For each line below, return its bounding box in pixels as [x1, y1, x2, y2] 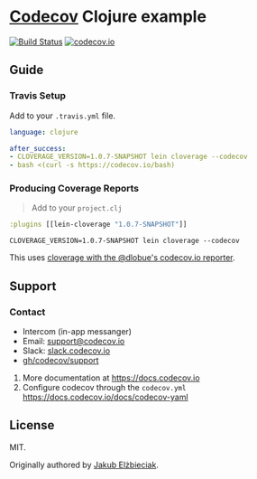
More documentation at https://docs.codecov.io [22, 372, 200, 383]
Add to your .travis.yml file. [9, 110, 115, 121]
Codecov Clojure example [9, 6, 207, 27]
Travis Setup [9, 89, 66, 102]
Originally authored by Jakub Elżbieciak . [9, 459, 160, 470]
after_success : [9, 144, 67, 153]
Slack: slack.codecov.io [22, 345, 111, 356]
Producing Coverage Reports [9, 183, 140, 195]
